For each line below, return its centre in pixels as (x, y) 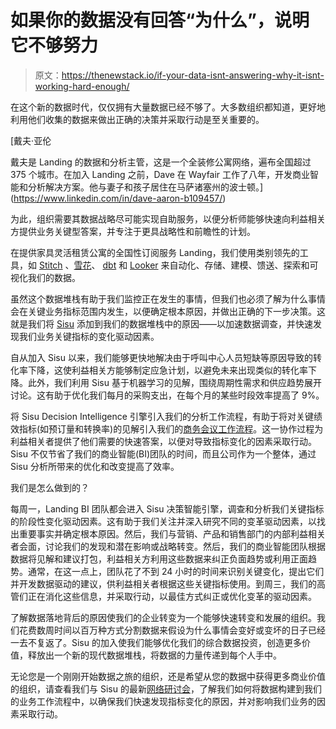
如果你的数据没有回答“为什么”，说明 (160, 20)
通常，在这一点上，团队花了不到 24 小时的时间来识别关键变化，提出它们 (176, 571)
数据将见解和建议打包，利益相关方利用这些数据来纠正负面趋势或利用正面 (159, 558)
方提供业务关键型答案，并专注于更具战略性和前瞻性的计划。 (133, 231)
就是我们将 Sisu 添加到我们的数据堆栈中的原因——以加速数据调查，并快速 (161, 323)
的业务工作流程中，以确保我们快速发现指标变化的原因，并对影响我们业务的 (163, 701)
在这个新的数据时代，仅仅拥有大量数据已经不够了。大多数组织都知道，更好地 (168, 107)
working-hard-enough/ (82, 86)
